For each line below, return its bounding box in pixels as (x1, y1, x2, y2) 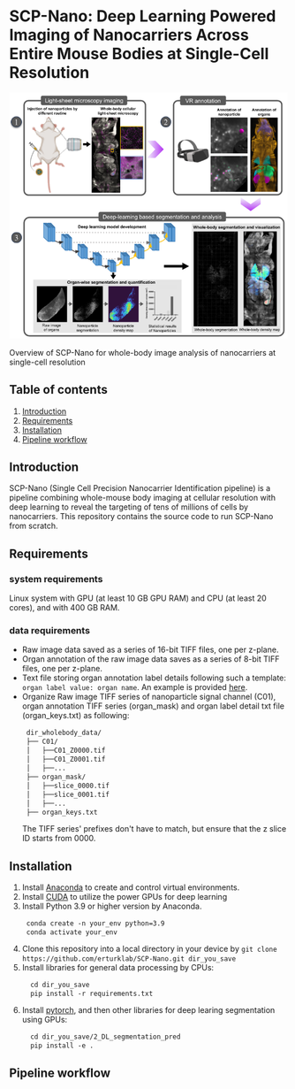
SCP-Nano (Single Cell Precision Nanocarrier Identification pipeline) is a (9, 483, 271, 494)
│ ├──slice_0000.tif (26, 781, 110, 791)
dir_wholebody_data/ (26, 728, 102, 738)
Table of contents (9, 382, 108, 397)
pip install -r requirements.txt (30, 989, 154, 999)
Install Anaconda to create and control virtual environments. (21, 882, 240, 893)
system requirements (9, 572, 103, 585)
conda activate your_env (26, 928, 117, 937)
